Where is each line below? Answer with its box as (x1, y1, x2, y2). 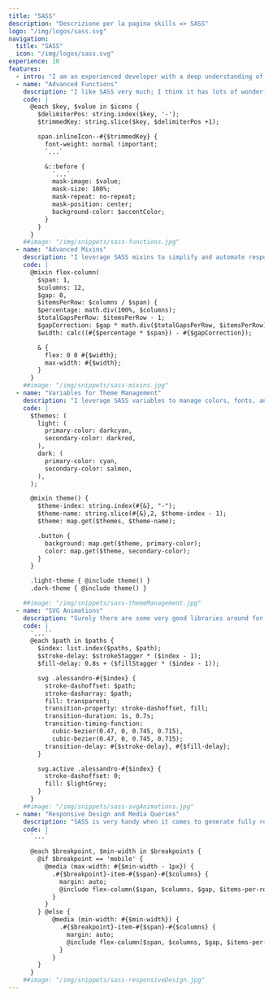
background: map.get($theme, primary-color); (44, 539, 201, 548)
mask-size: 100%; (51, 185, 111, 194)
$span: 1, (37, 276, 71, 284)
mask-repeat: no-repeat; (51, 193, 136, 201)
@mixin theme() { (29, 494, 89, 503)
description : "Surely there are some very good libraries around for (23, 614, 264, 623)
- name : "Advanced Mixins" (15, 246, 107, 254)
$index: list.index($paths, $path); (37, 645, 162, 653)
